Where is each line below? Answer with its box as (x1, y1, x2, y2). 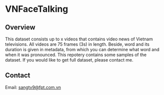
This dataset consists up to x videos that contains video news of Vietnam (5, 36, 153, 42)
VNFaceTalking (5, 3, 68, 15)
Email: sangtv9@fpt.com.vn (5, 84, 61, 90)
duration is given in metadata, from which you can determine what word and (5, 47, 160, 52)
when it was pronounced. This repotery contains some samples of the (5, 52, 147, 58)
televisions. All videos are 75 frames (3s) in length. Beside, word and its (5, 41, 150, 47)
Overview (5, 23, 36, 32)
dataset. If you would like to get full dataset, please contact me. (5, 57, 134, 63)
